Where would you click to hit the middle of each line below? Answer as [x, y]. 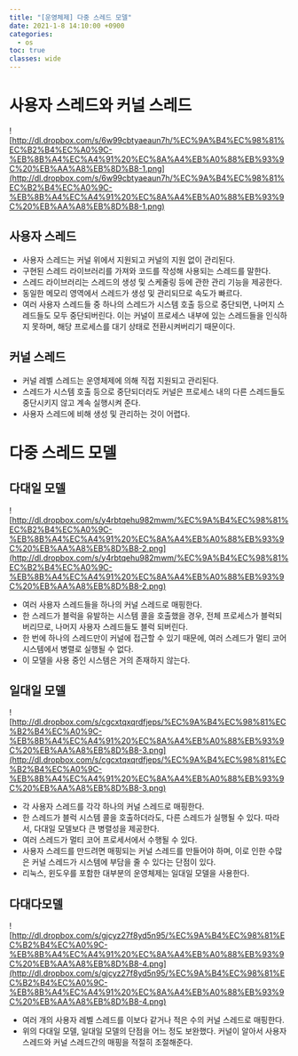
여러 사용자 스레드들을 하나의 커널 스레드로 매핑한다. [112, 604]
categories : [31, 34]
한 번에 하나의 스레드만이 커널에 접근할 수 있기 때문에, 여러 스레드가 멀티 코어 [154, 638]
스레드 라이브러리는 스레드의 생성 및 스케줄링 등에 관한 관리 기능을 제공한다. [152, 282]
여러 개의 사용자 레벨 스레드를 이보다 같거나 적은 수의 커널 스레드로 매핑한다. [153, 1020]
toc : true [27, 51]
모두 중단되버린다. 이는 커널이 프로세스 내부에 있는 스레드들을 [158, 315]
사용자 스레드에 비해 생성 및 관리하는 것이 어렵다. [106, 414]
